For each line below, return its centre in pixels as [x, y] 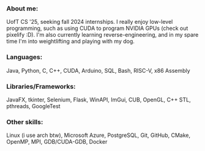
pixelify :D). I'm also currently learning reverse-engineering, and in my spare [102, 35]
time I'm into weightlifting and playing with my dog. [70, 42]
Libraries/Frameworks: [41, 86]
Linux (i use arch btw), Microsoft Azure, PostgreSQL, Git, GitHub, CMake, [99, 135]
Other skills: [25, 122]
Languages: [24, 57]
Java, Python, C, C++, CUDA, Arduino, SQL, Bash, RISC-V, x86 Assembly [99, 70]
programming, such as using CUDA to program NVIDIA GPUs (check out [97, 28]
